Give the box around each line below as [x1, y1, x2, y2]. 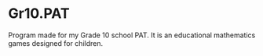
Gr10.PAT [8, 5, 70, 23]
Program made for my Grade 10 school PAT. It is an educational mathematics [8, 30, 256, 40]
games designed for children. [8, 38, 104, 47]
